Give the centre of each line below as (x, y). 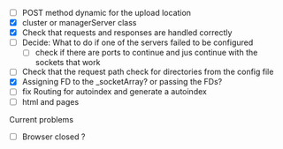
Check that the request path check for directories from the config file (148, 72)
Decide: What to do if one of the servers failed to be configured (138, 42)
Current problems (41, 119)
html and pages (50, 101)
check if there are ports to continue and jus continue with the (146, 53)
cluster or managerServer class (79, 23)
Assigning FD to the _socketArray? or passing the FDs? (122, 82)
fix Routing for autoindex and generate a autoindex (115, 92)
